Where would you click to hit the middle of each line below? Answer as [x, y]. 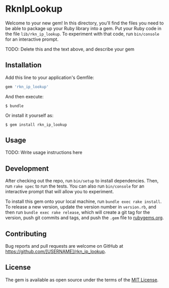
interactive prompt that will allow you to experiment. [60, 192]
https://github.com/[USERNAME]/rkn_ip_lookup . [56, 252]
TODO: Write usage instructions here [44, 152]
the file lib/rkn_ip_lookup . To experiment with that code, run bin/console [82, 34]
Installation [23, 65]
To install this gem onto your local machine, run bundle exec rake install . [83, 201]
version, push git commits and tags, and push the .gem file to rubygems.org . [85, 218]
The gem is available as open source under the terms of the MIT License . [82, 280]
